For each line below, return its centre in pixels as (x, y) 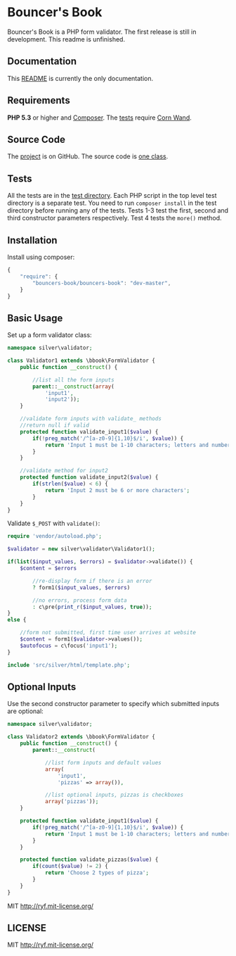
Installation (32, 240)
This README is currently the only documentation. (80, 78)
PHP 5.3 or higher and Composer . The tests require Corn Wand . (99, 118)
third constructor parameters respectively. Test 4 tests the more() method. (114, 218)
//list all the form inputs (73, 380)
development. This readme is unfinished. (66, 39)
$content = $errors (48, 568)
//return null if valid (55, 426)
